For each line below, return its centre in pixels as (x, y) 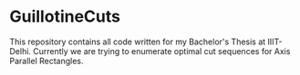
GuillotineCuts (65, 17)
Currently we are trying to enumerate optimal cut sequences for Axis (162, 51)
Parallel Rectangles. (47, 61)
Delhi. (21, 51)
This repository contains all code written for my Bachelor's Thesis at (138, 42)
